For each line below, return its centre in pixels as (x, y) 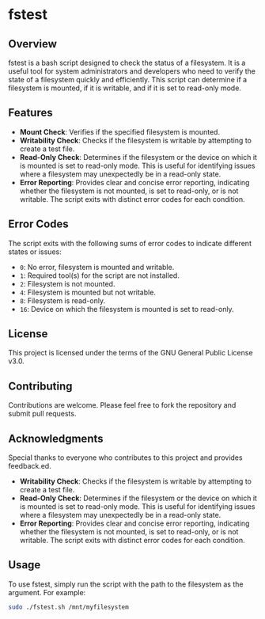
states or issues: (35, 252)
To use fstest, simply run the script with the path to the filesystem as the (126, 584)
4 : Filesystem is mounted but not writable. (88, 292)
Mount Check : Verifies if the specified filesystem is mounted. (119, 131)
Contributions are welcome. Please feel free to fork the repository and (122, 405)
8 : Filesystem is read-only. (62, 300)
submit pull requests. (42, 414)
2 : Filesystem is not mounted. (67, 283)
